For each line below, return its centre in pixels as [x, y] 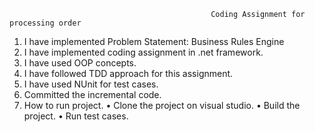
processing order [45, 23]
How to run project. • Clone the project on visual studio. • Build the [162, 105]
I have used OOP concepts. [80, 63]
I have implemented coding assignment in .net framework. [143, 52]
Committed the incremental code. [92, 94]
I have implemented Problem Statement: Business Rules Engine [154, 41]
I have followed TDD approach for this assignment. [128, 73]
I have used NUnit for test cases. [91, 84]
